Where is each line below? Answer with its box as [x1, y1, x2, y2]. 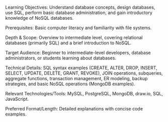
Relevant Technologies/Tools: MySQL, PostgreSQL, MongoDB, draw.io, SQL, [5, 91, 163, 96]
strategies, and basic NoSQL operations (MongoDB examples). [5, 81, 135, 87]
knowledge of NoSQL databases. [5, 15, 74, 21]
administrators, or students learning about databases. [5, 55, 117, 61]
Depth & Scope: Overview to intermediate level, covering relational [5, 35, 143, 40]
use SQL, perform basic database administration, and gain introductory [5, 10, 152, 16]
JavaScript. [5, 96, 29, 102]
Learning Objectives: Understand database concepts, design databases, [5, 5, 155, 10]
